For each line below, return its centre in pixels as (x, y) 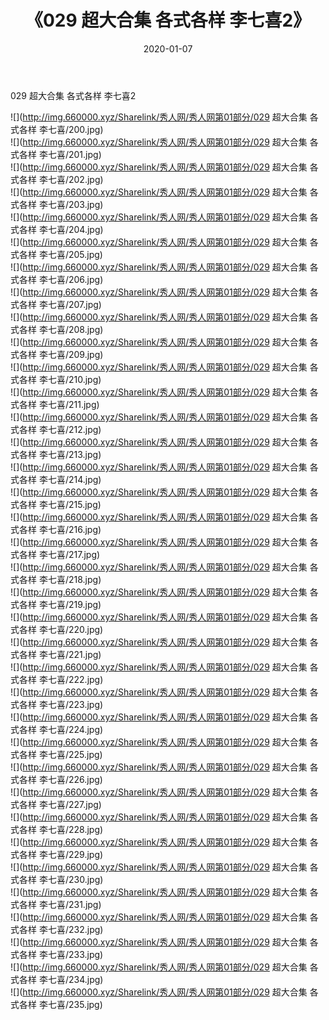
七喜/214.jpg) (74, 479)
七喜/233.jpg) (75, 954)
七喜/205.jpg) (75, 254)
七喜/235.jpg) (75, 1004)
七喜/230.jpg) (75, 879)
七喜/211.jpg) (73, 404)
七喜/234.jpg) (75, 979)
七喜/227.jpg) (74, 804)
